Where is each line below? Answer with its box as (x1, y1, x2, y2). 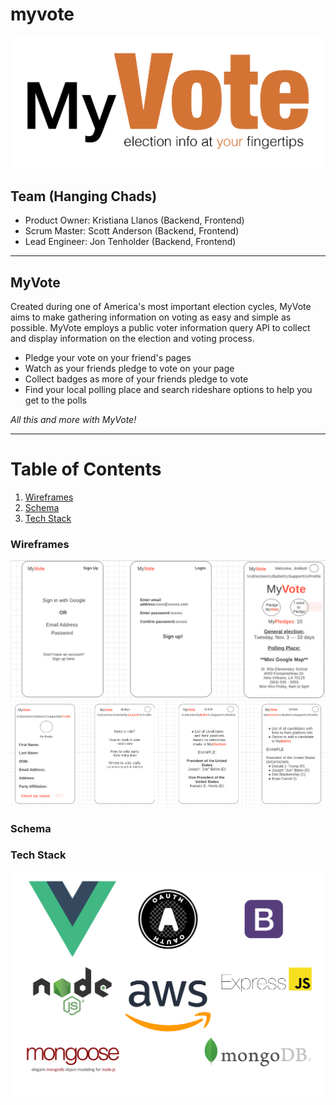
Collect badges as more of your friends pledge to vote (24, 373, 249, 385)
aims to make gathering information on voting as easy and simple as (10, 311, 292, 323)
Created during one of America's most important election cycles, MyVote (10, 300, 312, 312)
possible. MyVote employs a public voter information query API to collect (10, 321, 311, 333)
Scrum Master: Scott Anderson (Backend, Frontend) (24, 225, 240, 237)
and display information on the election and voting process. (10, 332, 255, 344)
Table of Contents (10, 458, 162, 481)
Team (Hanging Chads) (10, 188, 158, 205)
